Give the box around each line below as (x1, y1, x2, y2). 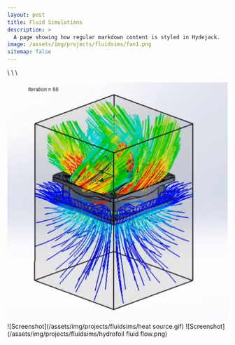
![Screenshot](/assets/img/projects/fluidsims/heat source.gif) (7, 322, 184, 330)
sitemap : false (7, 48, 52, 55)
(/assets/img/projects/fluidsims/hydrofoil (7, 330, 124, 338)
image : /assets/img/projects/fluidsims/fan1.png (7, 41, 152, 48)
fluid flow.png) (125, 330, 168, 338)
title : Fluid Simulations (7, 18, 83, 26)
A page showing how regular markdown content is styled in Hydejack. (13, 34, 220, 41)
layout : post (7, 11, 45, 18)
